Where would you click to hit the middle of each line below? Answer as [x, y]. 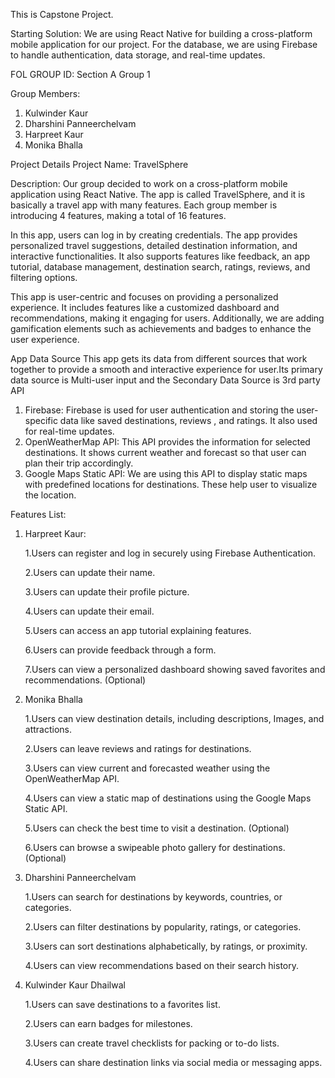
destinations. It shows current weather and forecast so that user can [165, 452]
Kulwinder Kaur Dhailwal [75, 985]
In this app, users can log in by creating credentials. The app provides [154, 235]
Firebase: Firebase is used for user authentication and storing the [159, 410]
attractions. [48, 729]
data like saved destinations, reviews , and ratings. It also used [188, 420]
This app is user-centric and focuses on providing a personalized [144, 297]
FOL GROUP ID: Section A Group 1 [80, 74]
